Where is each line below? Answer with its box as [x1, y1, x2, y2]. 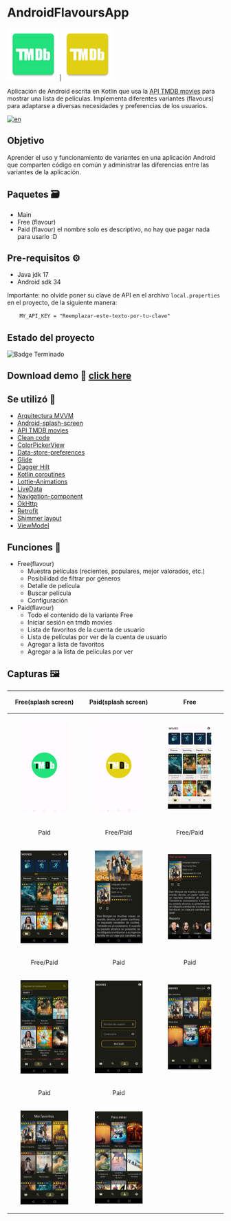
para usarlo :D [16, 232, 58, 240]
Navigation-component [16, 492, 83, 501]
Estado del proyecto [7, 332, 95, 344]
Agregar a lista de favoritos [27, 640, 104, 649]
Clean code [16, 434, 50, 442]
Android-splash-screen [16, 419, 84, 428]
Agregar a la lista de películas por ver [27, 647, 133, 656]
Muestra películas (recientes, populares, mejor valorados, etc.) [27, 567, 205, 576]
